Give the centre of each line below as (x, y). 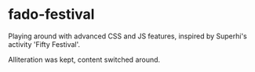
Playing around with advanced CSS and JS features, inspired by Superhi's (127, 36)
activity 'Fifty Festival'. (44, 44)
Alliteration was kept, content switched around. (84, 59)
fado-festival (51, 14)
